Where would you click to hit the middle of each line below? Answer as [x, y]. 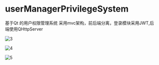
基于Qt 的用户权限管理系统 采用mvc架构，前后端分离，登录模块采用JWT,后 [79, 23]
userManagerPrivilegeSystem [67, 9]
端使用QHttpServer [24, 29]
